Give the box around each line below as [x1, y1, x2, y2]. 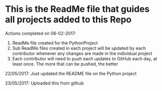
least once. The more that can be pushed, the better [12, 61, 118, 67]
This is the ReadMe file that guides [5, 3, 150, 15]
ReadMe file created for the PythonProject [12, 40, 98, 45]
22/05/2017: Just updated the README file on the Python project [5, 70, 137, 76]
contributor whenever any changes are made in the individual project [12, 50, 153, 56]
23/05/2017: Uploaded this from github [5, 80, 84, 86]
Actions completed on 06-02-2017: [5, 30, 76, 36]
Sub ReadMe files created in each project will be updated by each [12, 45, 146, 51]
